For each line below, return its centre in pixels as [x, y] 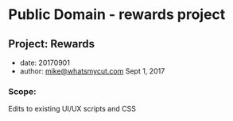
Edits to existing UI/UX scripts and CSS [72, 109]
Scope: [22, 91]
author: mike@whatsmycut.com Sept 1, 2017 [92, 71]
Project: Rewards [52, 44]
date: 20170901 [45, 62]
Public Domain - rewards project [117, 15]
